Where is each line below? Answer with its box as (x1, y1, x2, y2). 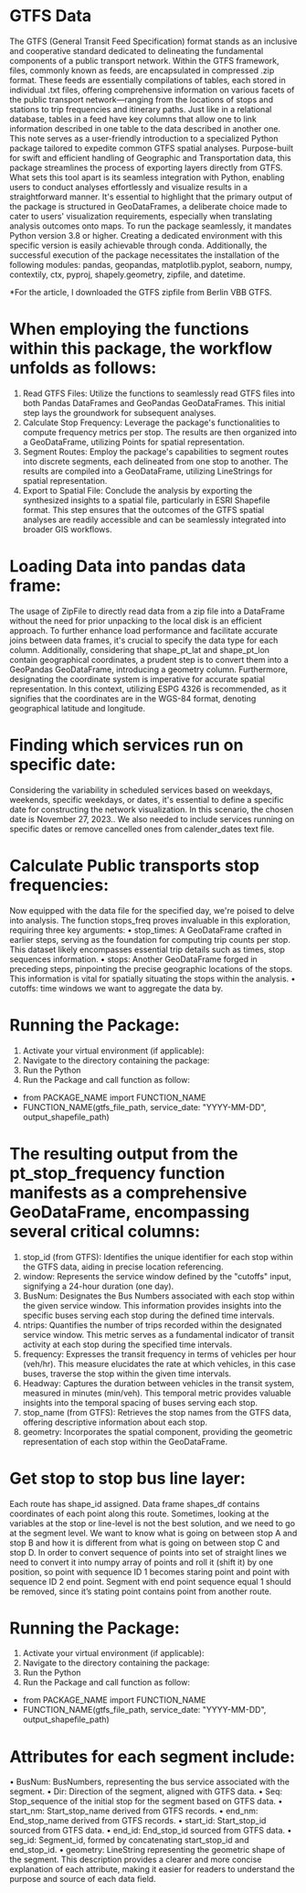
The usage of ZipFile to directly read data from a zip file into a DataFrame (9, 605, 285, 616)
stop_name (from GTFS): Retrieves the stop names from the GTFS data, (22, 1406, 292, 1417)
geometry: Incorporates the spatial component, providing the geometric (22, 1426, 293, 1437)
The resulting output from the (9, 1143, 239, 1164)
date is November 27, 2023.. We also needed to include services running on (9, 813, 295, 824)
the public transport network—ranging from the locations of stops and (9, 93, 274, 105)
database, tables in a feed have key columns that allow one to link (9, 113, 258, 124)
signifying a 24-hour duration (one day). (22, 1280, 174, 1291)
